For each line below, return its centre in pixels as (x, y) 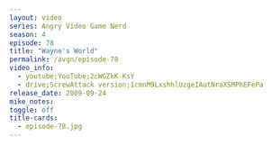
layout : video (36, 18)
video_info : (32, 68)
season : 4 (28, 34)
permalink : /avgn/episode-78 (64, 59)
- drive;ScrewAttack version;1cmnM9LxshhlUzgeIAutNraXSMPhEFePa (141, 85)
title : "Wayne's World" (54, 51)
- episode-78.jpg (50, 127)
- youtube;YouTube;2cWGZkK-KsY (76, 77)
